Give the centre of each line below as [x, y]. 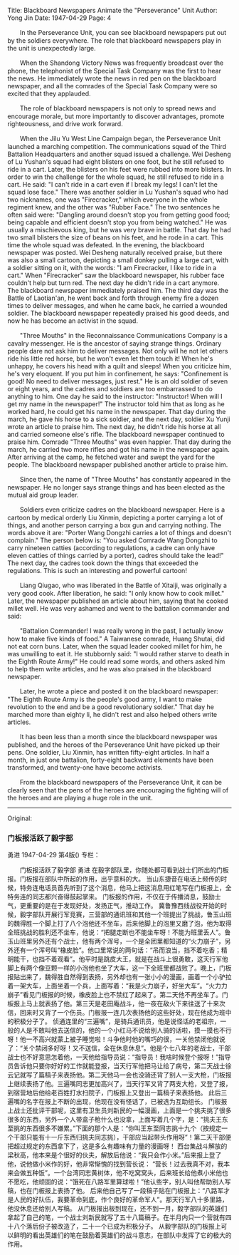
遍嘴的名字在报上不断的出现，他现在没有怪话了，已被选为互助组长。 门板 [114, 1102]
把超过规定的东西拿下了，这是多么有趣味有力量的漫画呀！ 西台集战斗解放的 [117, 1146]
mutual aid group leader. [43, 495]
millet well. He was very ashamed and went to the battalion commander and [118, 608]
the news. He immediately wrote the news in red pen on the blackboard [112, 78]
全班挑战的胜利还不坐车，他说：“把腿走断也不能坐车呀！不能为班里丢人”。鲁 [119, 932]
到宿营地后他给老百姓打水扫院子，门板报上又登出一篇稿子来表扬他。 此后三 [117, 1093]
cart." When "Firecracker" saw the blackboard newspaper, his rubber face [116, 275]
